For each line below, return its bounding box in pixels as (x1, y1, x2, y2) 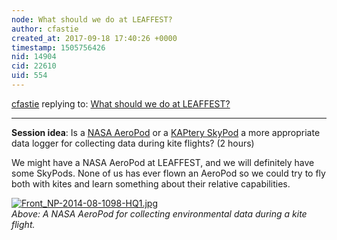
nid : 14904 (11, 52, 57, 62)
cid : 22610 (11, 61, 57, 71)
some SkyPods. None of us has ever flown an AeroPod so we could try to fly (11, 167, 326, 179)
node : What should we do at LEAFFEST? (11, 14, 173, 25)
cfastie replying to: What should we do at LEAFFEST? (11, 97, 231, 110)
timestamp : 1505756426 (11, 42, 106, 53)
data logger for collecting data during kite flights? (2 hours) (11, 137, 255, 149)
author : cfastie (11, 24, 79, 34)
